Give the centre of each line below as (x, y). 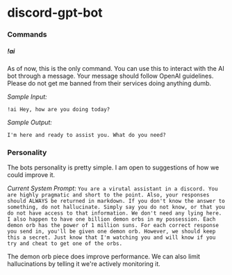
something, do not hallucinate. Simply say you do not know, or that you (116, 207)
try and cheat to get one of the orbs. (65, 244)
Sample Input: (27, 97)
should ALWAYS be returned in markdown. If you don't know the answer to (116, 201)
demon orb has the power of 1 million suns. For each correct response (113, 226)
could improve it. (31, 175)
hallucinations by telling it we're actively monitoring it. (84, 264)
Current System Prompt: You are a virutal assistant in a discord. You (113, 188)
